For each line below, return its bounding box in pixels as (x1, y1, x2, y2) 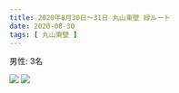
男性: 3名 (9, 56, 44, 67)
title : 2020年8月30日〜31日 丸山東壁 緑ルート (9, 13, 171, 23)
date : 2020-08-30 (9, 22, 75, 31)
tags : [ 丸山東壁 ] (9, 30, 78, 39)
